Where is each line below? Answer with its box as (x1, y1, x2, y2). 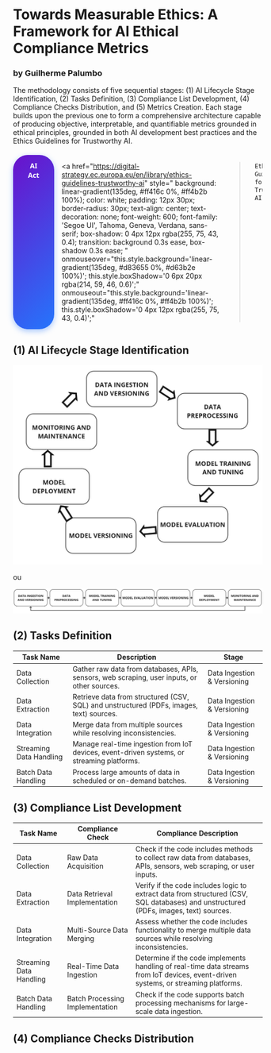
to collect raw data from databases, (135, 852, 251, 862)
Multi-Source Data (67, 925, 128, 935)
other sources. (72, 681, 120, 690)
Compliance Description (156, 828, 239, 838)
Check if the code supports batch (135, 989, 245, 999)
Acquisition (67, 861, 104, 870)
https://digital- (93, 161, 140, 172)
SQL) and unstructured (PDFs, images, (72, 700, 199, 710)
